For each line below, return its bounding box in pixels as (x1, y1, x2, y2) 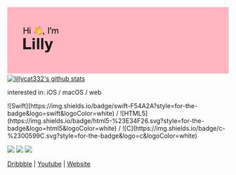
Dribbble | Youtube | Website (7, 160, 91, 168)
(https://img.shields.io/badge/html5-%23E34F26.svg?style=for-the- (7, 117, 205, 125)
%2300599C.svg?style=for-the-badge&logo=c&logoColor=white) (7, 131, 198, 140)
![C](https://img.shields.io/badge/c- (122, 124, 226, 133)
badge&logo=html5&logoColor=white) (7, 124, 117, 133)
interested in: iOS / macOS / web (7, 88, 102, 97)
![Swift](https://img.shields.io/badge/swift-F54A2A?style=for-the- (7, 102, 198, 110)
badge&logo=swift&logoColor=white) (7, 109, 114, 118)
